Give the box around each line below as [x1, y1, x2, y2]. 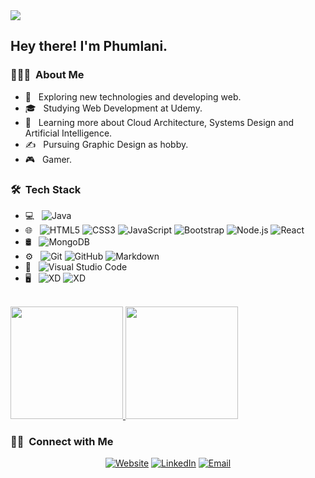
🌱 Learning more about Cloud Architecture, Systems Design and [24, 116, 295, 128]
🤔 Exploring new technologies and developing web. [24, 90, 242, 103]
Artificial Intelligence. [24, 127, 113, 139]
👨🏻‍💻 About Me [10, 68, 85, 82]
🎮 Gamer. [24, 153, 73, 165]
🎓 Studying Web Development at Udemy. [24, 102, 203, 114]
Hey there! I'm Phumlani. [10, 38, 168, 55]
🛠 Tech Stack [10, 182, 82, 196]
